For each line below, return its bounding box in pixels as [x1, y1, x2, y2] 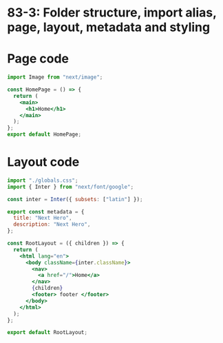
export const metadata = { [7, 208, 85, 215]
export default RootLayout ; [7, 329, 88, 336]
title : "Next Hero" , [13, 215, 72, 222]
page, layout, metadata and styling [7, 19, 211, 35]
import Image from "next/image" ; [7, 74, 103, 81]
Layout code [7, 154, 80, 170]
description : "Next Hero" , [13, 221, 91, 228]
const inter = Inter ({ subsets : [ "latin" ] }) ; [7, 196, 143, 202]
